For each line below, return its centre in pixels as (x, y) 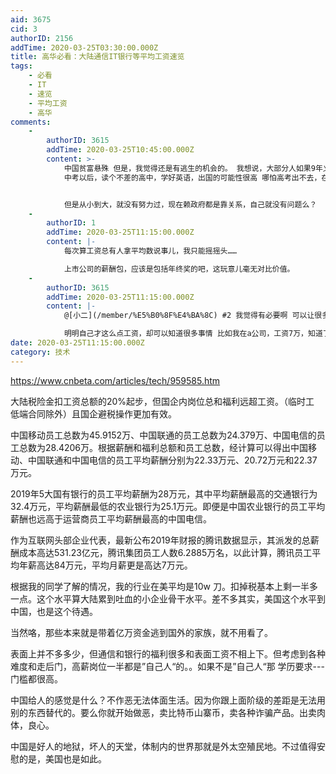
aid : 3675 (31, 19)
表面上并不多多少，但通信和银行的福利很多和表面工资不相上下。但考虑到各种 (168, 653)
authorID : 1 (71, 223)
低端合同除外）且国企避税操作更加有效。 (93, 413)
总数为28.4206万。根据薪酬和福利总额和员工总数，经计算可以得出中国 (163, 447)
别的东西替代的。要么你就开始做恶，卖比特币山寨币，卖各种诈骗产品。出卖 (163, 712)
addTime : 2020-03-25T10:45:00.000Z (120, 150)
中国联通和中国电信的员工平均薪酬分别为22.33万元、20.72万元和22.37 (172, 460)
